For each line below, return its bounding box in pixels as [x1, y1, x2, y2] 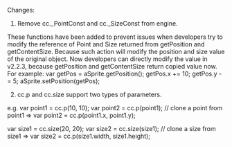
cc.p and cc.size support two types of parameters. [17, 90, 162, 98]
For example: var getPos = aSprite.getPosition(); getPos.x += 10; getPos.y [7, 69, 217, 78]
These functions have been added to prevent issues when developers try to [7, 33, 223, 41]
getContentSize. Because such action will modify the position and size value [7, 48, 225, 55]
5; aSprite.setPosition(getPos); [12, 77, 100, 85]
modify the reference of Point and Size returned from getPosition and [7, 40, 205, 48]
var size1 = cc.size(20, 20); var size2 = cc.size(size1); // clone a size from [7, 125, 216, 132]
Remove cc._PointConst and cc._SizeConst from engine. [17, 19, 178, 27]
